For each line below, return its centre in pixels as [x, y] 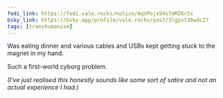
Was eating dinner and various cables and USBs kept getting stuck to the [111, 46]
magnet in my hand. [36, 53]
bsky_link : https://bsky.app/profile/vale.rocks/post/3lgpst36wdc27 [108, 20]
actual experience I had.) [43, 88]
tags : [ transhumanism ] [40, 26]
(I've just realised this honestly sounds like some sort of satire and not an [112, 80]
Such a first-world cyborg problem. [57, 67]
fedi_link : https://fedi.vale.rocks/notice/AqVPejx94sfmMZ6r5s [100, 13]
